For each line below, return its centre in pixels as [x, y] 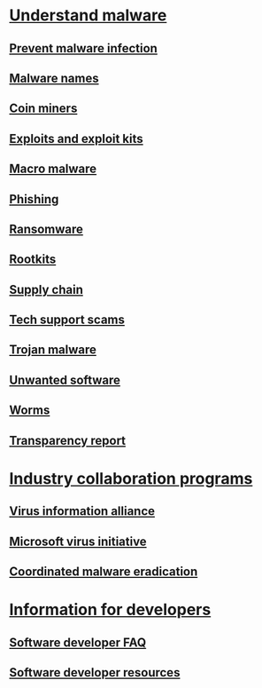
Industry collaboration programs [131, 478]
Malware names [54, 78]
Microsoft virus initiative [78, 541]
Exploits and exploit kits [76, 138]
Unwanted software [65, 380]
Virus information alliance [82, 511]
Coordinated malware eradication [104, 572]
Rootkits [33, 260]
